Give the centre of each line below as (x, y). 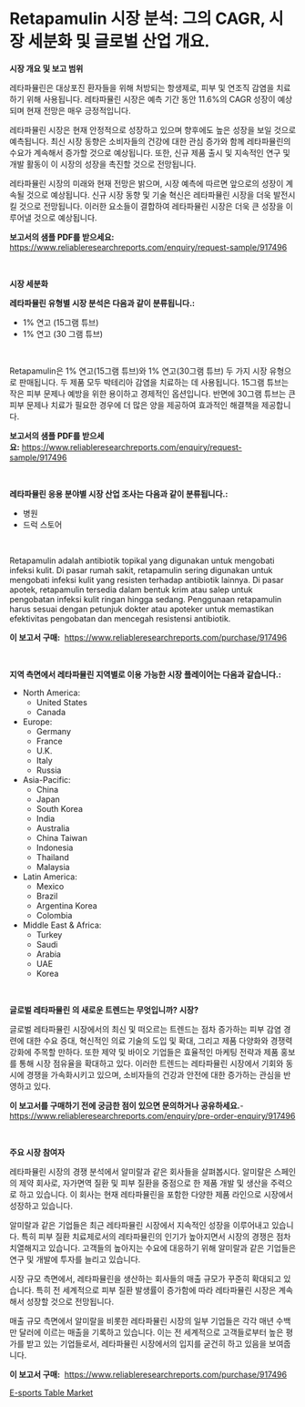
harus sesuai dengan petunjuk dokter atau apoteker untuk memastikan (142, 609)
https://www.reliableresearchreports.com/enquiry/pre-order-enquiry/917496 (152, 1115)
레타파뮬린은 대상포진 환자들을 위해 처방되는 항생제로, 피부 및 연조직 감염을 (142, 87)
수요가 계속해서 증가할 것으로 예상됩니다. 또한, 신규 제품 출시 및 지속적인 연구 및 (150, 152)
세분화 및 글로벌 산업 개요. (119, 41)
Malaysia (53, 867)
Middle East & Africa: (62, 925)
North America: (51, 693)
